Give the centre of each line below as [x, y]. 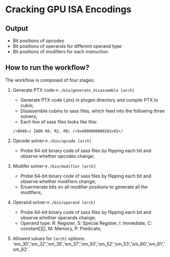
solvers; [29, 116]
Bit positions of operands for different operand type [67, 46]
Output [17, 28]
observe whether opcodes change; [57, 156]
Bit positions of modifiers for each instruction [60, 52]
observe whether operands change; [58, 218]
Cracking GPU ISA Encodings [68, 9]
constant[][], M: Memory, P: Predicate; [61, 228]
